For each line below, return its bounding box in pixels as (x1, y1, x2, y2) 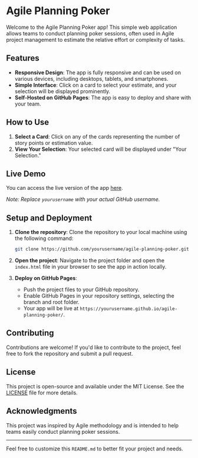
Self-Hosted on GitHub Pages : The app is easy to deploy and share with (14, 94, 192, 101)
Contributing (6, 328, 54, 338)
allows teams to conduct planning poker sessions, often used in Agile (6, 29, 174, 37)
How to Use (6, 117, 49, 127)
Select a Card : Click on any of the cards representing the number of (14, 133, 180, 140)
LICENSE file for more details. (6, 389, 78, 396)
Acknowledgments (6, 406, 78, 416)
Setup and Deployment (6, 213, 93, 223)
